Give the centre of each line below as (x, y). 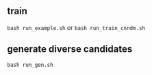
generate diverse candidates (70, 49)
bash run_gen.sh (30, 65)
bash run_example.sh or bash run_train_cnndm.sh (76, 27)
